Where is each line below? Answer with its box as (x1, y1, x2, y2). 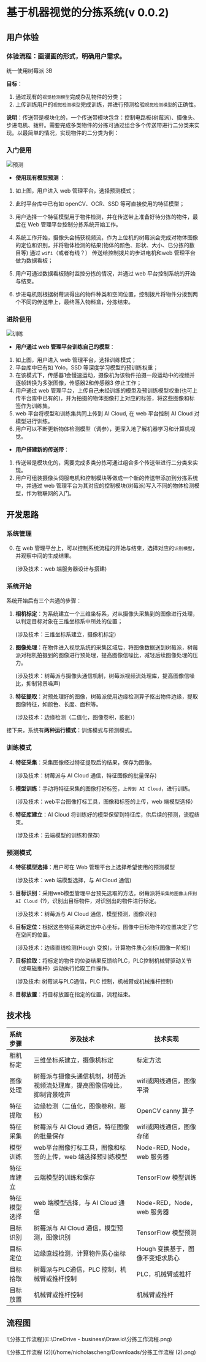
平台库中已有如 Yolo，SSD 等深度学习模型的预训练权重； (15, 364, 159, 371)
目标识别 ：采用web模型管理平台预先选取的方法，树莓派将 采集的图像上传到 (15, 890, 197, 897)
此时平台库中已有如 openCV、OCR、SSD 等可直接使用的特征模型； (15, 200, 185, 207)
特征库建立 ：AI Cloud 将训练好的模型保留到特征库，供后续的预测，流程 (15, 810, 194, 818)
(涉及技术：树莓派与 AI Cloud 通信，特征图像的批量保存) (15, 771, 158, 779)
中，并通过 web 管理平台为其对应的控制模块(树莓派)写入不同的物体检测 (15, 482, 194, 490)
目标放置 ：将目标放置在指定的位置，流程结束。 (15, 991, 134, 998)
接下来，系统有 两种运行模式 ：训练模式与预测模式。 (6, 726, 135, 734)
